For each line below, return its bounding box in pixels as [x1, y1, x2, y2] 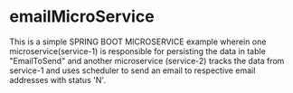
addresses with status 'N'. [9, 74, 107, 85]
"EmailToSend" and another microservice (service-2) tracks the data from [9, 55, 285, 66]
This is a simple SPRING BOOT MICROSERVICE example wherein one [9, 36, 267, 47]
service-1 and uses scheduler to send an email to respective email [9, 65, 256, 76]
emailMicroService [9, 6, 156, 27]
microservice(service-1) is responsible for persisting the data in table [9, 45, 267, 56]
